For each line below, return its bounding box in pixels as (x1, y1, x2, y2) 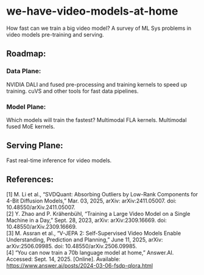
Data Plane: (6, 67, 41, 76)
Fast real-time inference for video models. (6, 157, 112, 164)
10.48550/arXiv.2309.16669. (6, 223, 77, 230)
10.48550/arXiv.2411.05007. (6, 203, 76, 211)
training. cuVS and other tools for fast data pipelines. (6, 87, 139, 95)
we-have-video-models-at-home (6, 4, 178, 18)
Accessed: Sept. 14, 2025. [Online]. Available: (6, 255, 121, 263)
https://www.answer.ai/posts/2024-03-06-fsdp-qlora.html (6, 262, 153, 269)
